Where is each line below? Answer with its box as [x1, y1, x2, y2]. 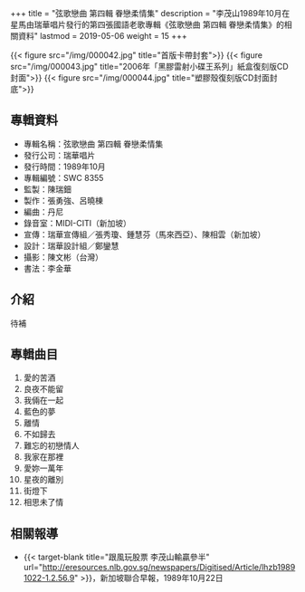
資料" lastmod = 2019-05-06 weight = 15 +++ [17, 31, 188, 41]
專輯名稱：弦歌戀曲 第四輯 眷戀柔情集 [23, 138, 164, 149]
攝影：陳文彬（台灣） [23, 252, 103, 263]
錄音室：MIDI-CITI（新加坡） [23, 217, 132, 228]
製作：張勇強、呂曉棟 [23, 195, 103, 205]
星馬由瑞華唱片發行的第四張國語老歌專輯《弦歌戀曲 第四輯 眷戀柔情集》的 [10, 19, 284, 30]
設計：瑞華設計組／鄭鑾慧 [23, 240, 119, 251]
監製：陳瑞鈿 [23, 184, 71, 195]
